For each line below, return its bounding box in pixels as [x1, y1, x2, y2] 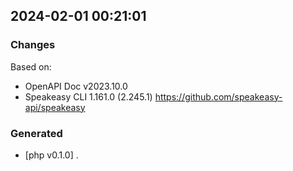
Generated [10, 126, 63, 140]
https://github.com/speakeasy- [154, 90, 283, 103]
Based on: [10, 60, 52, 73]
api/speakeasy [24, 101, 86, 113]
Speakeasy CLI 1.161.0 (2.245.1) [24, 90, 153, 103]
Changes [10, 38, 56, 52]
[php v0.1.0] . [24, 149, 79, 161]
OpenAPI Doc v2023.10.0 [24, 80, 128, 92]
